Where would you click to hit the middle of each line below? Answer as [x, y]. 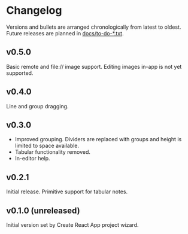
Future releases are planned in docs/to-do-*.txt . [65, 33]
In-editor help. [32, 159]
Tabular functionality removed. [53, 152]
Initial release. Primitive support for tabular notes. [67, 192]
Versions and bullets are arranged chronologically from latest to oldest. [94, 27]
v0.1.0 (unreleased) [43, 210]
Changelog [34, 10]
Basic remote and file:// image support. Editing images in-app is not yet [94, 66]
